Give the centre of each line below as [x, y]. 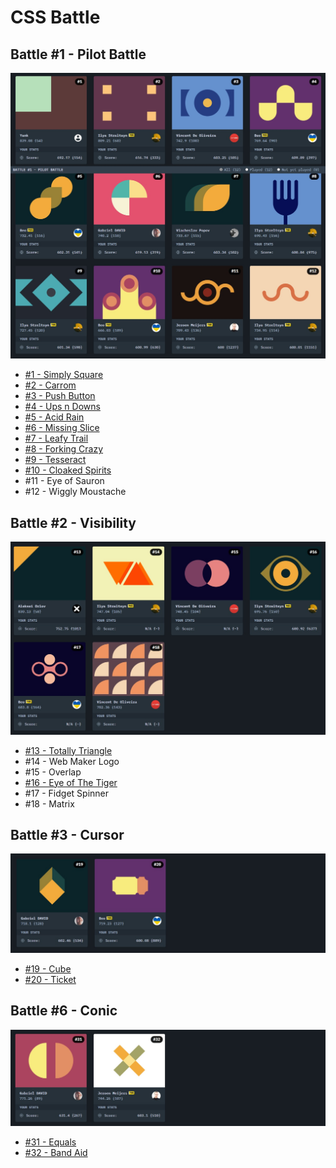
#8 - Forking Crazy [64, 449]
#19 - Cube [48, 968]
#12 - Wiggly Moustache [75, 492]
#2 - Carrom [50, 385]
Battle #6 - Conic [64, 1011]
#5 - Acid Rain [54, 417]
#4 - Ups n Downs [62, 407]
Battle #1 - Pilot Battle [78, 54]
